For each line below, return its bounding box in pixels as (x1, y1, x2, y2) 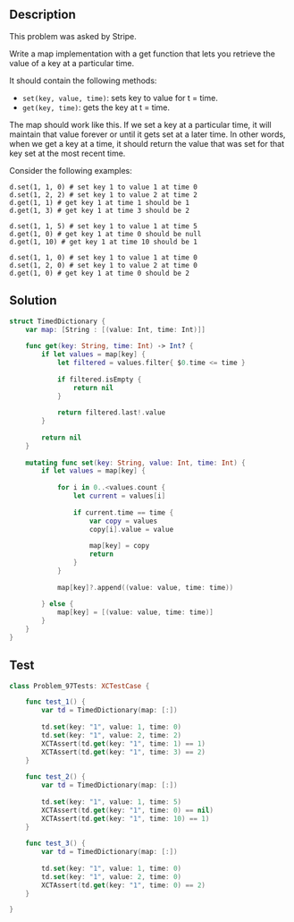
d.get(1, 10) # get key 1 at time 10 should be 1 (9, 237, 198, 246)
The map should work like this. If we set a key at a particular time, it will (9, 119, 272, 130)
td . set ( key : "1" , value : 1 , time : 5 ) (41, 797, 182, 807)
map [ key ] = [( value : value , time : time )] (56, 608, 214, 617)
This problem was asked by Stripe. (9, 30, 137, 41)
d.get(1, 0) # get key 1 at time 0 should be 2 (9, 269, 190, 277)
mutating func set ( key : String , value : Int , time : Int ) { (25, 458, 246, 467)
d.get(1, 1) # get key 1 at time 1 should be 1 (9, 198, 190, 207)
